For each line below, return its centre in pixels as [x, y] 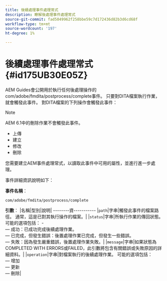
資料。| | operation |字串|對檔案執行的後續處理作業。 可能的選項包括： [81, 254]
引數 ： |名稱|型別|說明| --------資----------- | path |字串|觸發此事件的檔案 [80, 210]
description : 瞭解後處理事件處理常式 [40, 15]
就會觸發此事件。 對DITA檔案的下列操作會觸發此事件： [61, 102]
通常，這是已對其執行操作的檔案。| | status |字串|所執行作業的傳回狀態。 [89, 217]
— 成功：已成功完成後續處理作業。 [41, 229]
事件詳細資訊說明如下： [29, 180]
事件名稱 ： [16, 191]
